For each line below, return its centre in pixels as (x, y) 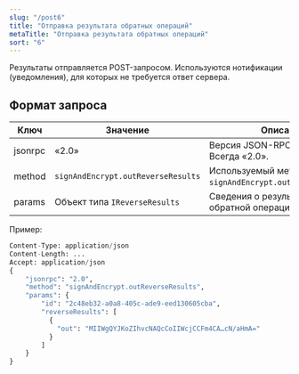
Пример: (26, 230)
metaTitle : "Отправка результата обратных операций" (109, 34)
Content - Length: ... (48, 254)
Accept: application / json (57, 262)
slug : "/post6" (37, 17)
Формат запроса (58, 105)
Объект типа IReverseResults (117, 202)
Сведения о (234, 197)
